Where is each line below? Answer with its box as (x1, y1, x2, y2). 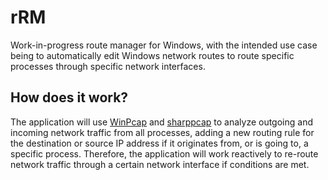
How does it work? (10, 89, 129, 106)
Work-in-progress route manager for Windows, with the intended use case (10, 39, 318, 51)
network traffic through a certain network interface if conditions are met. (10, 158, 310, 170)
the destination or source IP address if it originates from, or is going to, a (10, 137, 309, 149)
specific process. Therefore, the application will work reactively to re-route (10, 147, 319, 160)
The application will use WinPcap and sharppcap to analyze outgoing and (10, 116, 313, 128)
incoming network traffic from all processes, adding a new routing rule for (10, 126, 315, 138)
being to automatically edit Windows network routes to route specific (10, 49, 295, 61)
